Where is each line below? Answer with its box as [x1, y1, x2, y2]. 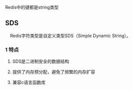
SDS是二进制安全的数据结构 [12, 58, 69, 64]
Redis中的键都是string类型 [5, 4, 59, 10]
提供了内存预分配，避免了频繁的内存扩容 [12, 69, 95, 75]
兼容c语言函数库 [12, 80, 46, 86]
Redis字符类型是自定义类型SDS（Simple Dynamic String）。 [9, 33, 131, 39]
